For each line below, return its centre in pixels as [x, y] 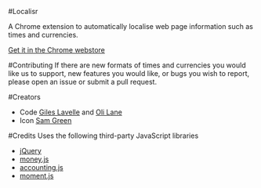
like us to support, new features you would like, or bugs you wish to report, [129, 73]
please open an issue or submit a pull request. [83, 82]
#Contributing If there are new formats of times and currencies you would [127, 65]
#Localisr [23, 11]
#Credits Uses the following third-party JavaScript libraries [103, 136]
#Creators [24, 97]
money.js [34, 159]
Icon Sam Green [45, 120]
